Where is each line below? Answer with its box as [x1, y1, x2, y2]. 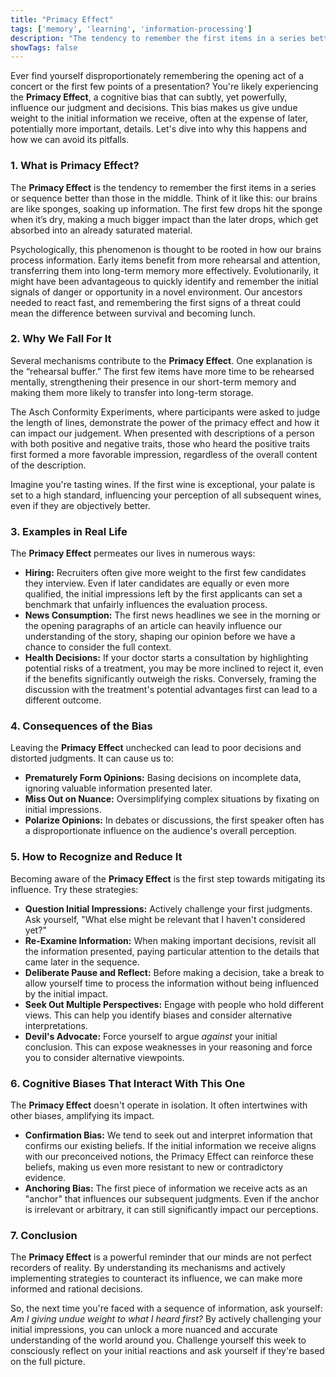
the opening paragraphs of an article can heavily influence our [24, 620, 283, 632]
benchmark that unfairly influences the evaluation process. [24, 599, 268, 611]
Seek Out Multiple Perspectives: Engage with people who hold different [24, 998, 324, 1010]
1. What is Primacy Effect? [10, 159, 140, 173]
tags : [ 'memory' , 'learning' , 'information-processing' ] [10, 24, 253, 34]
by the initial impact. [24, 987, 108, 1000]
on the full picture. [10, 1356, 86, 1368]
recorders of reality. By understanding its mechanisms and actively [10, 1262, 286, 1274]
